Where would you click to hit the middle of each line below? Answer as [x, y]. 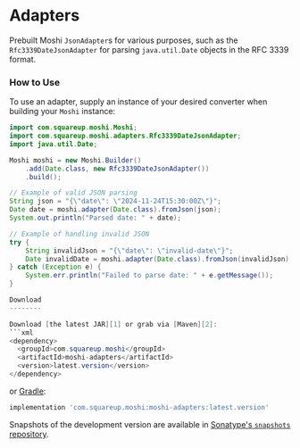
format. [23, 59]
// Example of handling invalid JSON [79, 234]
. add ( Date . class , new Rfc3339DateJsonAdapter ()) [117, 169]
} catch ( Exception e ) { [55, 267]
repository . [29, 434]
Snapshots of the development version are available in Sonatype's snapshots [150, 424]
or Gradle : [28, 391]
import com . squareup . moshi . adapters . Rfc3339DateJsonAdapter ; [125, 136]
